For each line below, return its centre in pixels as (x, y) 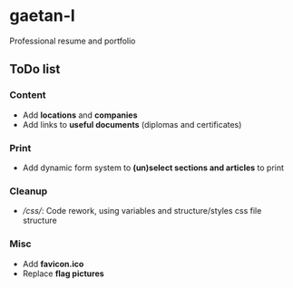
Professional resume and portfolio (73, 41)
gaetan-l (42, 16)
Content (28, 95)
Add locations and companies (80, 115)
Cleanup (29, 191)
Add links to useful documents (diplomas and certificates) (132, 124)
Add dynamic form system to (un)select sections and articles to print (153, 168)
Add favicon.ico (53, 264)
